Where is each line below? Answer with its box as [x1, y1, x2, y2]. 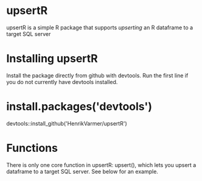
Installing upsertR [6, 52, 99, 66]
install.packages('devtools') [6, 100, 153, 113]
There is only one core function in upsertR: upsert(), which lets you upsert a [6, 161, 197, 168]
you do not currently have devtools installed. [6, 78, 118, 85]
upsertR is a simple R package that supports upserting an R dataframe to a [6, 24, 193, 31]
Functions [6, 141, 58, 155]
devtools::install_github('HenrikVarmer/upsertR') [6, 119, 128, 127]
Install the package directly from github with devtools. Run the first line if [6, 71, 189, 79]
